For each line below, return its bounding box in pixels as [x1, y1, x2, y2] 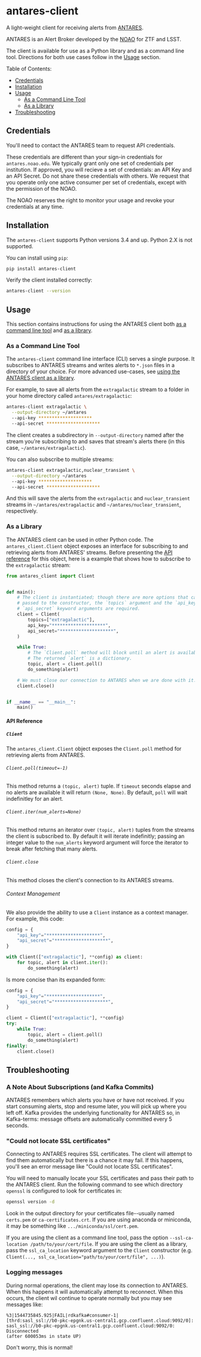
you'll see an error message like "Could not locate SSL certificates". [6, 1163, 173, 1170]
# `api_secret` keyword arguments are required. [17, 606, 141, 612]
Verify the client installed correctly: [6, 276, 93, 283]
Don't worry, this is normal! [6, 1344, 73, 1351]
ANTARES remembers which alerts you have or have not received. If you [6, 1096, 184, 1104]
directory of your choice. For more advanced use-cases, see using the [6, 368, 181, 375]
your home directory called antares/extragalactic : [6, 392, 132, 400]
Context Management [6, 890, 60, 898]
